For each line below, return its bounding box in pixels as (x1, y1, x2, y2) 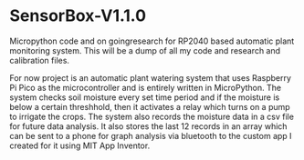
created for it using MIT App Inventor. (9, 140, 151, 151)
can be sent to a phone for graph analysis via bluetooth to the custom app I (9, 130, 292, 141)
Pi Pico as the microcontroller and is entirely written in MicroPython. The (9, 82, 281, 93)
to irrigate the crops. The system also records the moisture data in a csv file (9, 111, 295, 122)
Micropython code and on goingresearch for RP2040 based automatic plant (9, 35, 295, 46)
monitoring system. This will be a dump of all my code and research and (9, 45, 281, 55)
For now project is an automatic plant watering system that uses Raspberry (9, 72, 292, 83)
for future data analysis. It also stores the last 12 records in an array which (9, 120, 288, 132)
